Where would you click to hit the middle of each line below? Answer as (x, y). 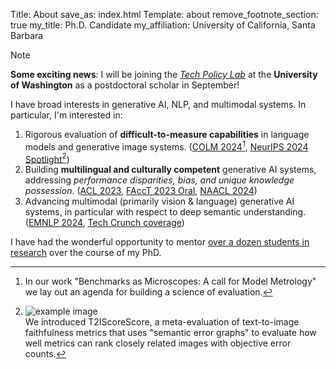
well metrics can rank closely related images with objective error (158, 343)
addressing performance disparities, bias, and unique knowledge (159, 180)
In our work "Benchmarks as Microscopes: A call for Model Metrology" (170, 281)
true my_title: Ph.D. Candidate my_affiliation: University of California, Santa (163, 25)
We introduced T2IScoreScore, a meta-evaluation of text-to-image (162, 322)
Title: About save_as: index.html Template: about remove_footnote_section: (164, 14)
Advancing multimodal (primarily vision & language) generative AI (159, 201)
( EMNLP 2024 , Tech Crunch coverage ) (104, 223)
